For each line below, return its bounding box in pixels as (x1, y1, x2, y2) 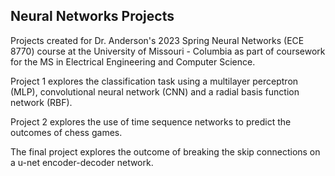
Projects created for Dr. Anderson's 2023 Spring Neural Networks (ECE (10, 34, 305, 46)
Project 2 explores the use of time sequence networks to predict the (10, 115, 292, 128)
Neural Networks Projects (10, 8, 175, 25)
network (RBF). (10, 96, 73, 108)
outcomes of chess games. (10, 126, 123, 138)
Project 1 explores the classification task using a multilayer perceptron (10, 75, 299, 87)
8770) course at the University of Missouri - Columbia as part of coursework (10, 45, 326, 57)
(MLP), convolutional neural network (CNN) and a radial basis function (10, 85, 300, 98)
